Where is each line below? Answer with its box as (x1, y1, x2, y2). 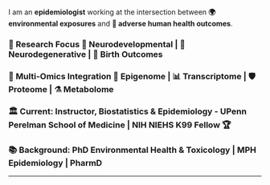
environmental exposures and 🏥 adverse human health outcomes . (8, 19, 233, 28)
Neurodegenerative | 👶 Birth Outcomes (8, 48, 163, 59)
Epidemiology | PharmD (8, 157, 103, 168)
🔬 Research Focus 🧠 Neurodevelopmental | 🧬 (8, 38, 186, 50)
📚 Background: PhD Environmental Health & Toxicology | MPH (8, 144, 257, 155)
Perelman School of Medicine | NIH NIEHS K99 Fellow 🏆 (8, 119, 231, 131)
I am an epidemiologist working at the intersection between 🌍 (8, 7, 216, 17)
